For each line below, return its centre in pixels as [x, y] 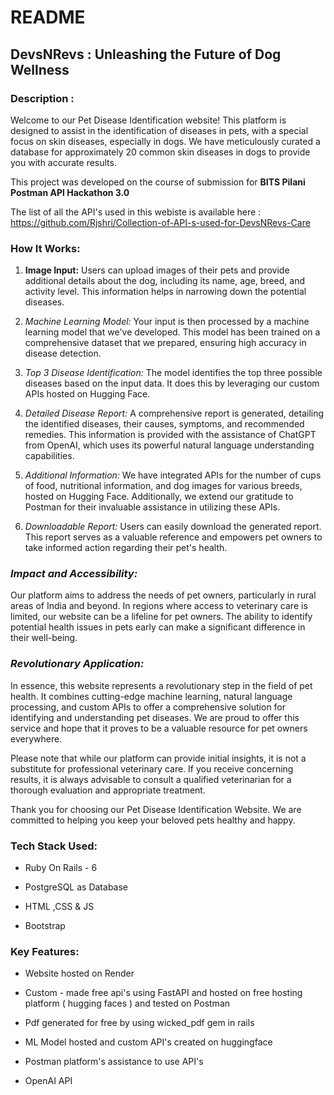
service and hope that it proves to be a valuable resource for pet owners [159, 728]
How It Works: [45, 248]
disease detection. [63, 353]
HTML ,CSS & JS [59, 907]
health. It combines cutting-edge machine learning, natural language [151, 696]
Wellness [40, 69]
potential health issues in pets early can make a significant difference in [158, 627]
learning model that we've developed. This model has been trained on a [172, 332]
